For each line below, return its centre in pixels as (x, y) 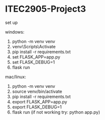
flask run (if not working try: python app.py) (56, 112)
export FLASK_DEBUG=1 (37, 107)
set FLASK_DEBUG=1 (33, 62)
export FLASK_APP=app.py (40, 101)
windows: (15, 32)
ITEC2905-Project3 (46, 9)
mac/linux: (16, 77)
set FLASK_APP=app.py (36, 57)
